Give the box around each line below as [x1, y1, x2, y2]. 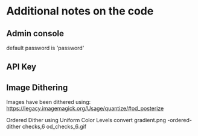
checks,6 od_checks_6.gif [22, 123, 87, 131]
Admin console [6, 28, 65, 39]
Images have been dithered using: [6, 99, 91, 106]
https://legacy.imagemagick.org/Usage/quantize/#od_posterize [6, 105, 164, 112]
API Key [6, 62, 37, 72]
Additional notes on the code [6, 4, 154, 18]
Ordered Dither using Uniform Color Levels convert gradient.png [6, 117, 166, 124]
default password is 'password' [6, 44, 85, 51]
